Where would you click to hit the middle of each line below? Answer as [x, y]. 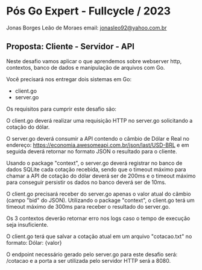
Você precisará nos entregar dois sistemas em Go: [69, 79]
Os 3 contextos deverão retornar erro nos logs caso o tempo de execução [98, 218]
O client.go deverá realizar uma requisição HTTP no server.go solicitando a [99, 120]
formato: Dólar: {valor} [34, 242]
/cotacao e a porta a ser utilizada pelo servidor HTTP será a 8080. [89, 260]
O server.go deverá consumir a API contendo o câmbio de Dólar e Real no [98, 138]
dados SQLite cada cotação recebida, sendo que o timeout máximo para [96, 169]
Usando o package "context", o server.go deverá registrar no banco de [94, 163]
